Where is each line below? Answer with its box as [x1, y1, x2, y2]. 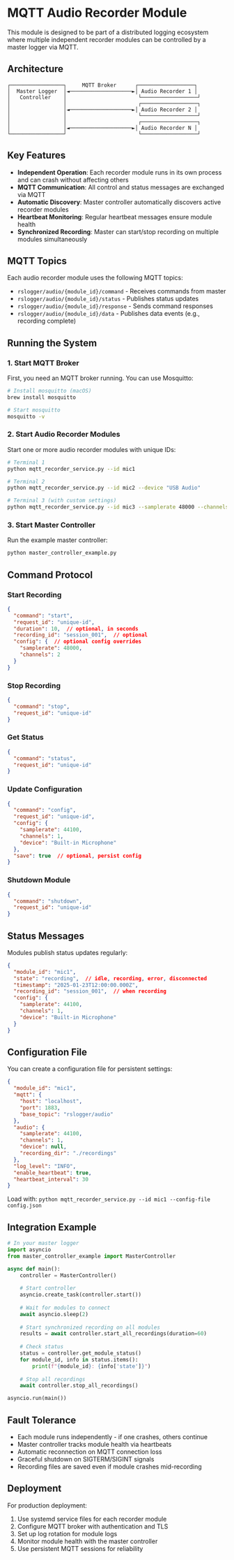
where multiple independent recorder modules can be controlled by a [7, 35, 207, 43]
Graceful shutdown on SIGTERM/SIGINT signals [17, 1455, 155, 1464]
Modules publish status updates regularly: [7, 948, 128, 956]
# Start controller [19, 1285, 77, 1292]
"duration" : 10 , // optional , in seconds [13, 625, 139, 632]
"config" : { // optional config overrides [13, 638, 141, 646]
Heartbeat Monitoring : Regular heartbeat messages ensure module [17, 212, 212, 221]
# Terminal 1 [7, 459, 45, 466]
